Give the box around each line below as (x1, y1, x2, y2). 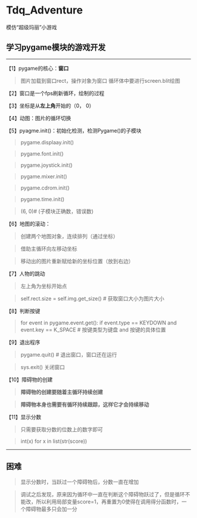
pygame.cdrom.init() (20, 184, 70, 191)
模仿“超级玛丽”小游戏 (6, 23, 57, 31)
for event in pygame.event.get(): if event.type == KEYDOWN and (20, 319, 177, 326)
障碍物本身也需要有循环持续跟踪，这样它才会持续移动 (20, 401, 150, 408)
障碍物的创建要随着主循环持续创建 (20, 388, 103, 395)
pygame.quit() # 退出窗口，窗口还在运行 (20, 351, 117, 358)
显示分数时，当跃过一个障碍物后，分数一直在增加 (20, 478, 139, 485)
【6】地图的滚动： (6, 220, 51, 227)
